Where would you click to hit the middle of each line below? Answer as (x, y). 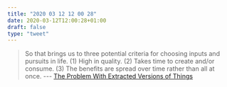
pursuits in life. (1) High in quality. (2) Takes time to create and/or (120, 62)
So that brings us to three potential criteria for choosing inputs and (122, 54)
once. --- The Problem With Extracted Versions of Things (109, 76)
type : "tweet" (28, 34)
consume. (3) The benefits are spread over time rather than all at (120, 69)
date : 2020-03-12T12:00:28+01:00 (57, 21)
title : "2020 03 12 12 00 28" (52, 14)
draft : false (27, 27)
